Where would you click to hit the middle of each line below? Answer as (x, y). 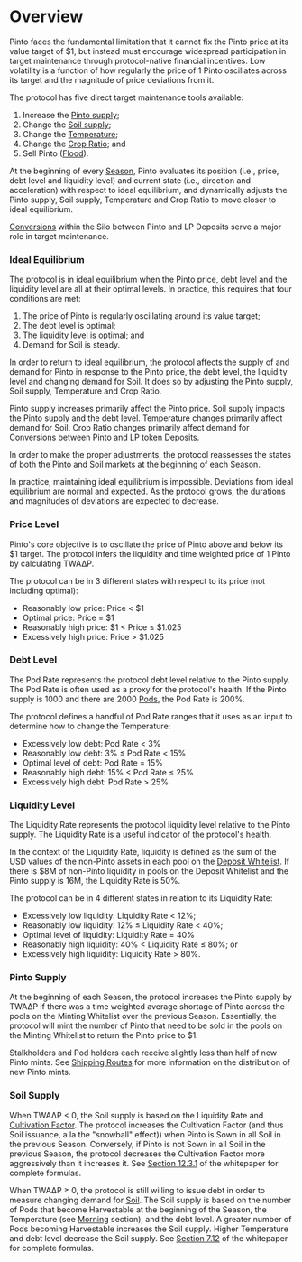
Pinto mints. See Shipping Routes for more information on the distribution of (150, 1062)
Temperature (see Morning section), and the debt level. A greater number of (151, 1219)
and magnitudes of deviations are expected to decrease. (114, 501)
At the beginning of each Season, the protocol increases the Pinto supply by (151, 997)
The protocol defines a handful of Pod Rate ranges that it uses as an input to (151, 716)
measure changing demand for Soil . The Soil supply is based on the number (150, 1200)
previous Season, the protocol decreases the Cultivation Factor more (137, 1154)
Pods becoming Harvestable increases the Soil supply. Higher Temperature (149, 1229)
